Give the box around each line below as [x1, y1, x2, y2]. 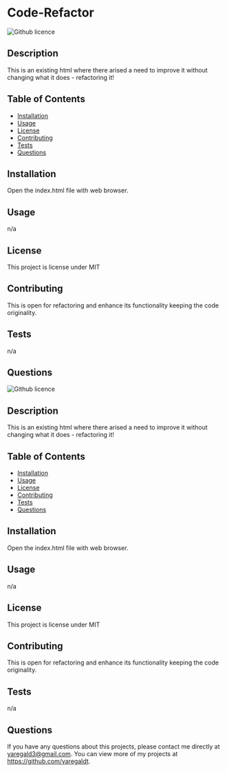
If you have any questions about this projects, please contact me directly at [7, 742, 220, 751]
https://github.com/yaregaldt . [7, 757, 91, 765]
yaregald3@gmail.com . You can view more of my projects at [7, 749, 178, 758]
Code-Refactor [7, 5, 94, 21]
